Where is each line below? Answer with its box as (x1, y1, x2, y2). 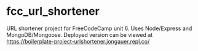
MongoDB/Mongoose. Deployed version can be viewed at (6, 31, 153, 38)
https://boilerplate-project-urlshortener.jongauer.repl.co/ (6, 37, 150, 45)
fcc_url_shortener (6, 4, 100, 18)
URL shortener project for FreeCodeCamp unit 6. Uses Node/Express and (6, 25, 192, 32)
